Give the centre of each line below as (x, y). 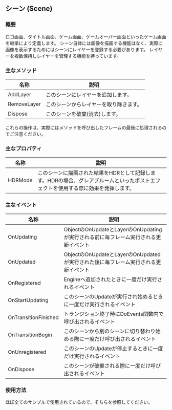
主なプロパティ (24, 148)
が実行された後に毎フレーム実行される (110, 262)
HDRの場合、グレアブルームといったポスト (99, 181)
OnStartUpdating (28, 300)
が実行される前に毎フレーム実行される (110, 237)
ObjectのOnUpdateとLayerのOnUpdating (113, 229)
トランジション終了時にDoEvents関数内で (114, 314)
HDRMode (20, 180)
